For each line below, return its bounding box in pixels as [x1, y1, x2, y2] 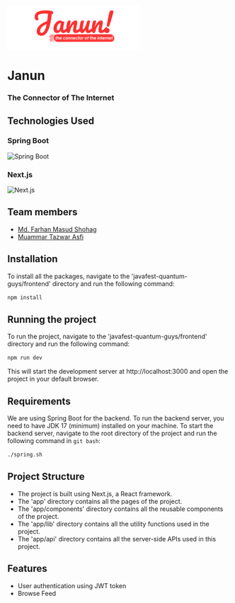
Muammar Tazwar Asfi [17, 232, 84, 241]
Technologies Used [7, 115, 94, 127]
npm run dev [7, 355, 42, 362]
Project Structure [7, 471, 85, 483]
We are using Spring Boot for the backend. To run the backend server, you [7, 414, 224, 423]
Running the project [7, 314, 97, 326]
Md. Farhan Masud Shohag [17, 225, 97, 234]
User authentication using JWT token [17, 581, 127, 590]
